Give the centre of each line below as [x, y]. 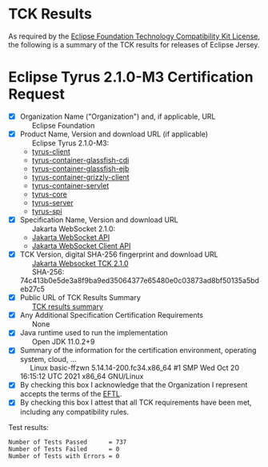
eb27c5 [32, 289]
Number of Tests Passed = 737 [68, 442]
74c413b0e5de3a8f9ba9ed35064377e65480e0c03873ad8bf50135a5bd [140, 281]
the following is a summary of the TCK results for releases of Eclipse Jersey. [134, 44]
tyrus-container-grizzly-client [80, 177]
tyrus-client [51, 152]
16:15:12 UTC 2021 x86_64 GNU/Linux [82, 376]
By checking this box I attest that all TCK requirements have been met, [136, 403]
